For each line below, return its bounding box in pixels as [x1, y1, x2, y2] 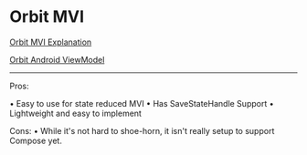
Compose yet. [9, 135, 62, 146]
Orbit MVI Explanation [9, 36, 92, 47]
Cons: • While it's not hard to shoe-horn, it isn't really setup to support [9, 125, 275, 136]
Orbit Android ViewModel [9, 54, 105, 65]
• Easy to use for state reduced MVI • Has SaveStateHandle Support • [9, 98, 274, 108]
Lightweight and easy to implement [9, 108, 142, 119]
